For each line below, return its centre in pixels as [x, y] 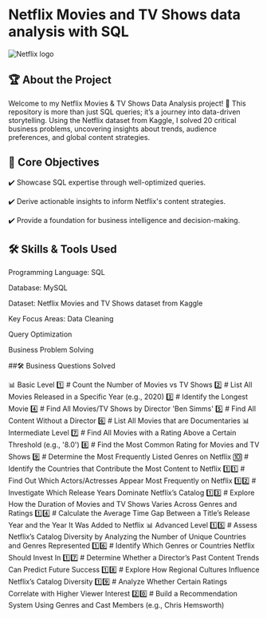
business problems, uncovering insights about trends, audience [112, 129]
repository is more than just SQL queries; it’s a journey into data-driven [124, 112]
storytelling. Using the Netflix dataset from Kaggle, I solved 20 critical [122, 120]
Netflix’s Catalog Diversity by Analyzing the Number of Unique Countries [128, 536]
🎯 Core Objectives [54, 163]
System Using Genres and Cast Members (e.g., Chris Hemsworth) [116, 605]
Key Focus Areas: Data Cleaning [61, 319]
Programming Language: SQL [57, 273]
